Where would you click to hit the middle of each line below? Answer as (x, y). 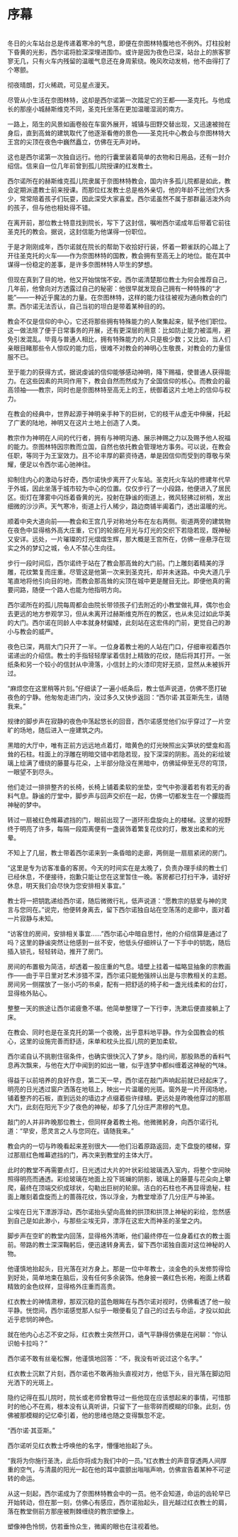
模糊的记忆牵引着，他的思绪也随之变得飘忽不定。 (97, 1415)
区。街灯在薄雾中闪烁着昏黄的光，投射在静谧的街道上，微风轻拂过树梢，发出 (119, 497)
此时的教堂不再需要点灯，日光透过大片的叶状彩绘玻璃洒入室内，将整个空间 (116, 1169)
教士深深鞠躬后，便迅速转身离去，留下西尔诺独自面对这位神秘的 (131, 1244)
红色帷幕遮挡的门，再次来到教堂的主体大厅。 (91, 1155)
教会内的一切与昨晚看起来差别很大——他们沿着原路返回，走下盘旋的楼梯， (116, 1146)
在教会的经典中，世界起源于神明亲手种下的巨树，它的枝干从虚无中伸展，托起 (119, 414)
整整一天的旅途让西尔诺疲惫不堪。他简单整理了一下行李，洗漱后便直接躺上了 (119, 1008)
